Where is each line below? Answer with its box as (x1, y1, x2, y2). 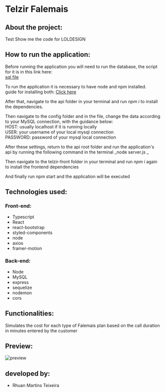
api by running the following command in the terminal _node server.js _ (5, 149, 149, 155)
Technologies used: (5, 188, 68, 196)
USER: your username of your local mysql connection (5, 129, 114, 135)
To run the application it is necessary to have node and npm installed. (5, 83, 147, 89)
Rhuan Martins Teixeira (12, 383, 59, 389)
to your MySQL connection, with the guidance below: (5, 118, 114, 124)
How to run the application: (5, 50, 90, 59)
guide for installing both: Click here (5, 89, 77, 95)
